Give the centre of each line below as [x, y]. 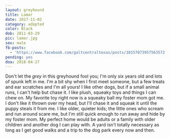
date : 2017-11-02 [24, 19]
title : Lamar [19, 15]
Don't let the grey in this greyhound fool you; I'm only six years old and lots [84, 76]
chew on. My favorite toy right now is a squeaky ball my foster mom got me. [85, 98]
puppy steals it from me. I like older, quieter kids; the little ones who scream [84, 109]
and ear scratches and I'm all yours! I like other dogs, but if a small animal [82, 87]
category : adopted [25, 24]
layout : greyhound [25, 10]
